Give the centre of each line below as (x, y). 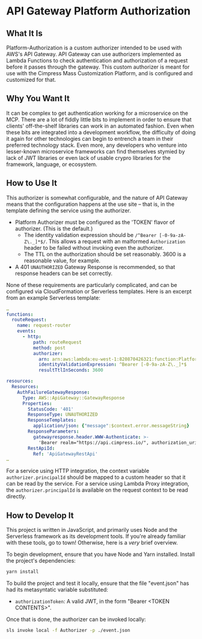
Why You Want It (38, 98)
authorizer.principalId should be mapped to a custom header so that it (96, 477)
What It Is (25, 33)
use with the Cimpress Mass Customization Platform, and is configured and (99, 73)
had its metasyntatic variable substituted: (57, 589)
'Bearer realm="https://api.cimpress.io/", (93, 443)
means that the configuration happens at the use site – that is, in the (90, 204)
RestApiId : (41, 448)
